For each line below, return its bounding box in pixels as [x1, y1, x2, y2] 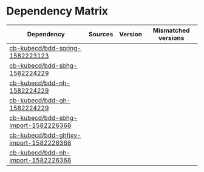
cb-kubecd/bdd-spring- [9, 44, 82, 52]
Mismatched [152, 26, 190, 35]
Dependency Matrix [6, 4, 108, 18]
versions [158, 33, 185, 42]
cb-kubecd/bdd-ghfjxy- [9, 131, 81, 139]
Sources [88, 30, 114, 38]
